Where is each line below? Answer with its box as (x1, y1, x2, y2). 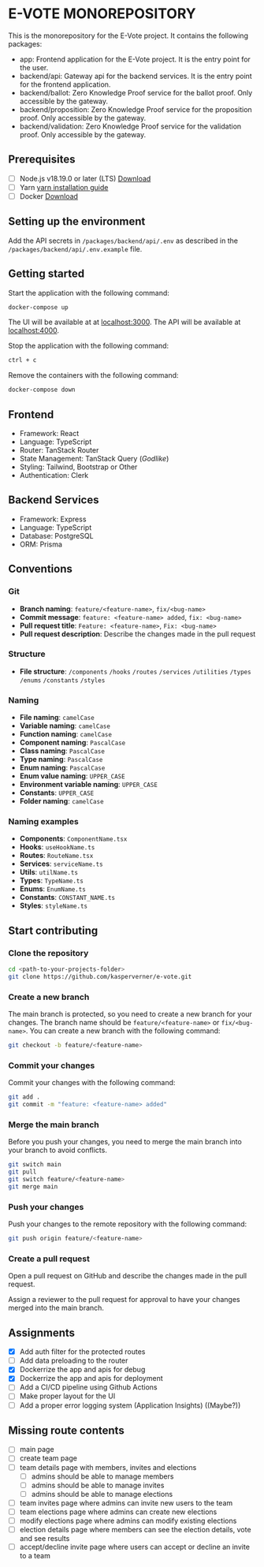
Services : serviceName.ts (19, 859, 104, 868)
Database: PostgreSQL (19, 531, 94, 540)
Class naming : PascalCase (19, 746, 105, 756)
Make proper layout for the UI (19, 1391, 116, 1401)
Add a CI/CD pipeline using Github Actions (19, 1382, 158, 1392)
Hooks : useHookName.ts (19, 842, 95, 852)
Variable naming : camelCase (19, 721, 110, 730)
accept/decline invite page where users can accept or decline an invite (19, 1543, 251, 1551)
